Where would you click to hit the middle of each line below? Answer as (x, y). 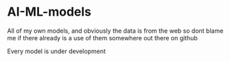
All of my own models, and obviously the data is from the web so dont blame (115, 31)
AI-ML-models (49, 12)
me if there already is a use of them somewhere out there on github (102, 37)
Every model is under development (57, 51)
